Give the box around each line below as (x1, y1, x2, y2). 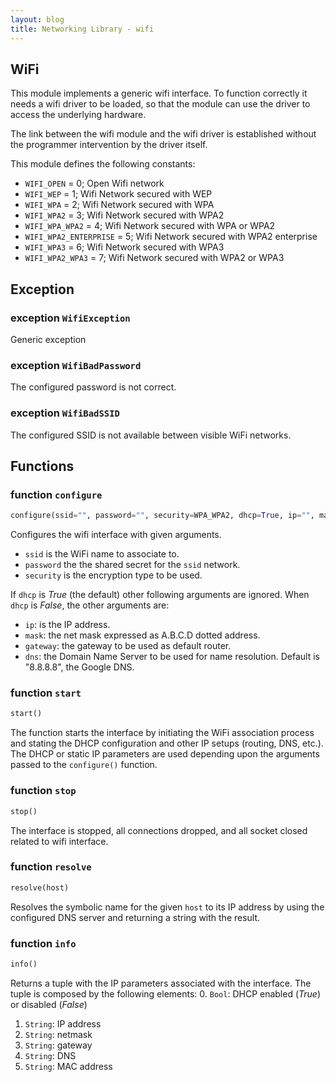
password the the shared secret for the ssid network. (24, 559, 241, 571)
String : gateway (24, 1039, 93, 1051)
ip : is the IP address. (24, 619, 111, 631)
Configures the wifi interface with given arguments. (10, 529, 222, 541)
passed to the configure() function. (10, 759, 158, 771)
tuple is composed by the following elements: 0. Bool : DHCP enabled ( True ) (10, 987, 322, 1000)
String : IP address (24, 1017, 102, 1030)
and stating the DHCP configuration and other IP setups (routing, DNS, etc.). (10, 737, 324, 750)
